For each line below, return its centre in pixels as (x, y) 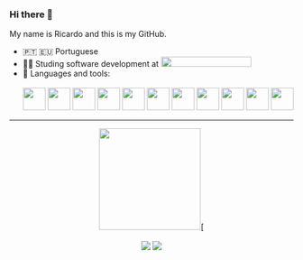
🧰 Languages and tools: (66, 74)
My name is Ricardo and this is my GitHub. (88, 34)
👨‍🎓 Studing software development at (91, 64)
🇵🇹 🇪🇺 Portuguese (60, 51)
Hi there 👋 (32, 14)
